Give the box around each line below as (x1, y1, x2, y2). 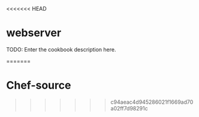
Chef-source (6, 79, 71, 92)
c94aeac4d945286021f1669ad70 (110, 98, 194, 106)
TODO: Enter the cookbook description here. (6, 46, 116, 53)
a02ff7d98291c (110, 104, 148, 112)
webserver (6, 26, 62, 40)
